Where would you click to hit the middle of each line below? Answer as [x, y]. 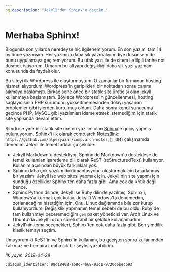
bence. [20, 187]
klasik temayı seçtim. [35, 230]
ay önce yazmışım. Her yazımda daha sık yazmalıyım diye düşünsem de [80, 54]
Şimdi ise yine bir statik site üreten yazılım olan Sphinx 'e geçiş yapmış [78, 128]
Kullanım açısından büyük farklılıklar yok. [55, 165]
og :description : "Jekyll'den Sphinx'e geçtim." [57, 10]
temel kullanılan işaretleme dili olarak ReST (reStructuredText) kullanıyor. [88, 160]
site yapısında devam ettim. [34, 118]
